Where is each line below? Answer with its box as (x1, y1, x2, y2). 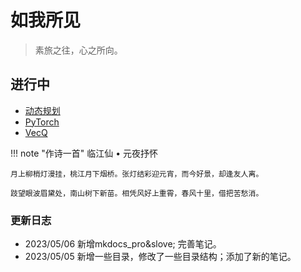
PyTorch (24, 116, 60, 128)
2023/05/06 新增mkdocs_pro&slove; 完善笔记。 (24, 238, 222, 250)
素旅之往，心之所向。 (34, 44, 123, 56)
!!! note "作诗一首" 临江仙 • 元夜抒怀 (10, 147, 158, 159)
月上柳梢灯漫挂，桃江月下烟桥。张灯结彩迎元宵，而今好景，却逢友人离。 (10, 169, 264, 179)
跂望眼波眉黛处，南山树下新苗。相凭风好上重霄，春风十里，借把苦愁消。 (10, 188, 264, 198)
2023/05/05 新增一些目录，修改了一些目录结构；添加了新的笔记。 (24, 251, 297, 263)
